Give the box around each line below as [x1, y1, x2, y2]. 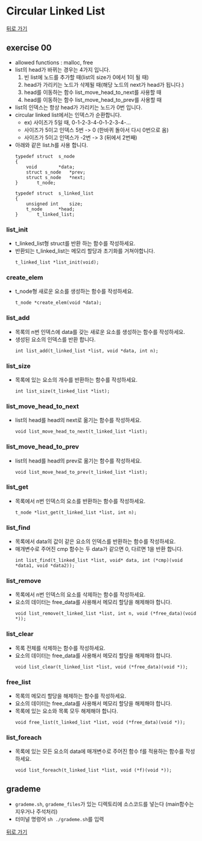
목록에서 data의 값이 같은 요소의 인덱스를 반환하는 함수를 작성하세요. [14, 538, 176, 545]
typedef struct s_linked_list [14, 190, 94, 197]
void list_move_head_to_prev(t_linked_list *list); [14, 469, 148, 475]
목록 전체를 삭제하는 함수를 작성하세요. [14, 644, 106, 652]
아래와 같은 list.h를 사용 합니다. [14, 141, 89, 148]
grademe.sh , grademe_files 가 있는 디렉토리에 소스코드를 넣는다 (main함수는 [14, 801, 194, 808]
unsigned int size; [26, 201, 83, 207]
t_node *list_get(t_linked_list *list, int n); [14, 509, 137, 515]
